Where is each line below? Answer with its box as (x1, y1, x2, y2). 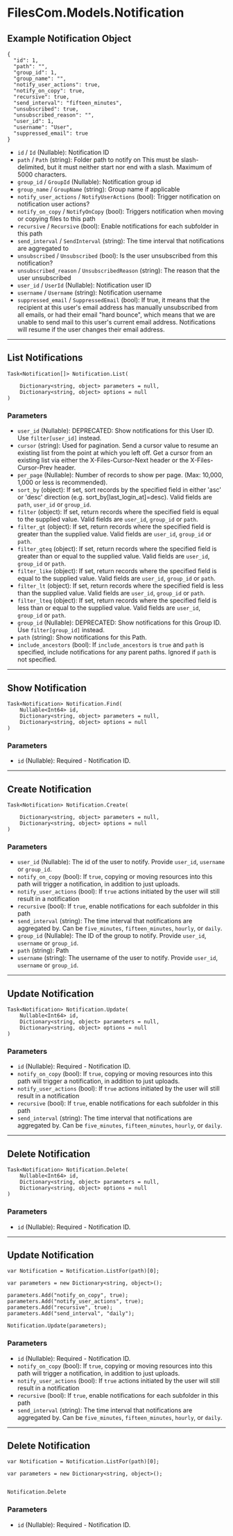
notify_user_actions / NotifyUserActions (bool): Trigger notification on (17, 192, 221, 201)
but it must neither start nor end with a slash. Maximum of (47, 163, 213, 171)
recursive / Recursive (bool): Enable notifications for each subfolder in (17, 222, 219, 230)
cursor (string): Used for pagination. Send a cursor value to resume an (17, 441, 218, 449)
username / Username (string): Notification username (17, 288, 162, 297)
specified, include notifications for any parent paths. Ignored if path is (17, 648, 216, 656)
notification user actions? (17, 200, 90, 208)
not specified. (17, 655, 57, 664)
